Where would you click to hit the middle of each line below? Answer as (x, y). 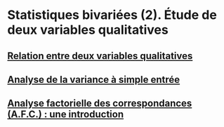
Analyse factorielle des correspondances (100, 103)
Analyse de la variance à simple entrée (94, 80)
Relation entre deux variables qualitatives (100, 56)
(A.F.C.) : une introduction (66, 115)
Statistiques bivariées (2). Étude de (112, 15)
